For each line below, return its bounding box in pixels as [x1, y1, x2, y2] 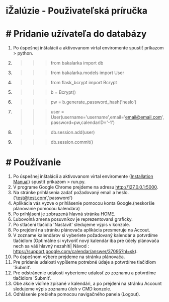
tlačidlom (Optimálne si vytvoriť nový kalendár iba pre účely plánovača [13, 237, 159, 244]
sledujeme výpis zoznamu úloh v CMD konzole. [13, 286, 112, 292]
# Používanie [6, 157, 61, 168]
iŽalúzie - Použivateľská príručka [6, 5, 148, 17]
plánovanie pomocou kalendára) [13, 206, 80, 212]
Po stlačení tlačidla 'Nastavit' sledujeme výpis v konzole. [13, 222, 130, 228]
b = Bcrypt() [50, 89, 76, 95]
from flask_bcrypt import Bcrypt [50, 80, 117, 86]
